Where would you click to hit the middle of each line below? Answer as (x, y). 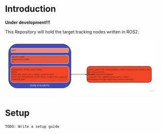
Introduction (31, 9)
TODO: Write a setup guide (32, 126)
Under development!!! (28, 22)
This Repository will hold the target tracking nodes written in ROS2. (72, 32)
